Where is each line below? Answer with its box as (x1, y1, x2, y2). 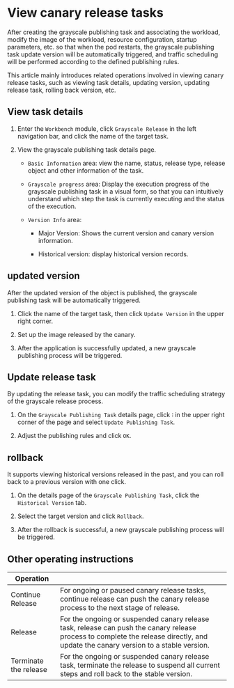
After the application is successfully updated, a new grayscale (17, 343, 196, 352)
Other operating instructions (7, 553, 134, 565)
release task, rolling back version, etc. (7, 86, 116, 94)
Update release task (7, 371, 96, 383)
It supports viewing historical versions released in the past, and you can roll (7, 470, 224, 478)
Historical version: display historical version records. (38, 249, 189, 258)
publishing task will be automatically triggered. (7, 296, 141, 304)
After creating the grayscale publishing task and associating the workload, (7, 28, 221, 36)
